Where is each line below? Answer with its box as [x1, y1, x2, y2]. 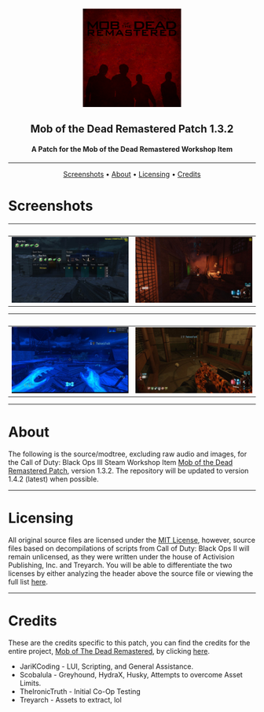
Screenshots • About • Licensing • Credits [63, 169, 201, 179]
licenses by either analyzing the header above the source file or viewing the [8, 568, 254, 578]
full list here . [8, 577, 49, 586]
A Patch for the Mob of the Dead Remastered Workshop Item [31, 144, 233, 153]
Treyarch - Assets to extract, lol [19, 695, 122, 704]
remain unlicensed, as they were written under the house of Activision [8, 552, 235, 561]
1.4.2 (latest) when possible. [8, 474, 100, 484]
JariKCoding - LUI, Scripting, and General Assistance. [19, 662, 194, 671]
